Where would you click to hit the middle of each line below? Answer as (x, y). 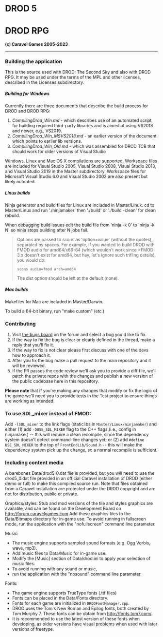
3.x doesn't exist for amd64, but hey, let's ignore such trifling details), (86, 255)
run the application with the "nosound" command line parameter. (77, 574)
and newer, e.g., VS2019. (37, 131)
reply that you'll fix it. (33, 345)
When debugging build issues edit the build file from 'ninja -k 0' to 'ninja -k (80, 225)
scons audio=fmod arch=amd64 (46, 269)
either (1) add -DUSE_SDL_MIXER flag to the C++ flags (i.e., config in (71, 429)
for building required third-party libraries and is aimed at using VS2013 (82, 126)
